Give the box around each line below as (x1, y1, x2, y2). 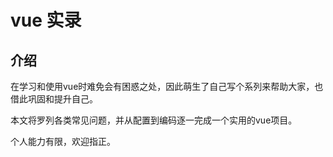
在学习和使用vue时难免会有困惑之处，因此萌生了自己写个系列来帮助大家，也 (10, 81, 324, 92)
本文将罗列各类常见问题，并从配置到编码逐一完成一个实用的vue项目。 (10, 114, 298, 126)
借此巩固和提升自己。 (10, 93, 98, 105)
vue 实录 (10, 9, 82, 32)
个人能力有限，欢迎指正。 (10, 136, 116, 147)
